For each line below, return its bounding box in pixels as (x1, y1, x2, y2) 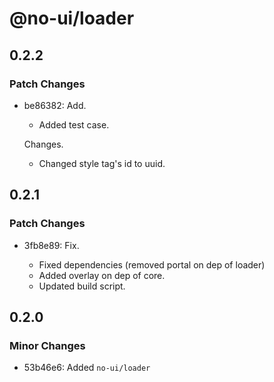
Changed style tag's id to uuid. (38, 157, 166, 169)
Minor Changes (9, 338, 86, 352)
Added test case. (38, 118, 110, 131)
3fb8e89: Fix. (23, 239, 80, 251)
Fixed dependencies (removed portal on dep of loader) (38, 258, 266, 271)
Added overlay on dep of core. (38, 269, 166, 281)
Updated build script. (38, 280, 126, 292)
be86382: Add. (23, 99, 87, 111)
